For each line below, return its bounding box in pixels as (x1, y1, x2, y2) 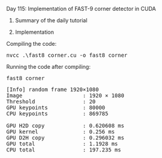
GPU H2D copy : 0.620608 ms (6, 122, 125, 129)
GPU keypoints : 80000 (6, 104, 106, 111)
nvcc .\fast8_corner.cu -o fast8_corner (6, 52, 128, 58)
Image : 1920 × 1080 (6, 92, 125, 99)
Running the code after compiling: (6, 63, 91, 70)
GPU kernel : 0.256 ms (6, 128, 115, 135)
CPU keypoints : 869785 (6, 110, 109, 117)
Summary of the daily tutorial (15, 17, 88, 24)
